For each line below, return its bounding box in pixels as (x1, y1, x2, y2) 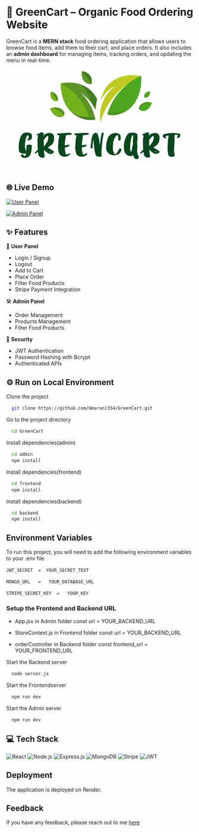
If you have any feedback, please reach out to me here (6, 819, 140, 826)
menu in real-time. (6, 57, 51, 64)
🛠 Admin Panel (6, 298, 45, 305)
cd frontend (11, 480, 42, 487)
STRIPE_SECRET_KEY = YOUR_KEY (6, 590, 89, 597)
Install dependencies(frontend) (6, 468, 82, 476)
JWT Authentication (14, 348, 64, 355)
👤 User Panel (6, 243, 39, 250)
